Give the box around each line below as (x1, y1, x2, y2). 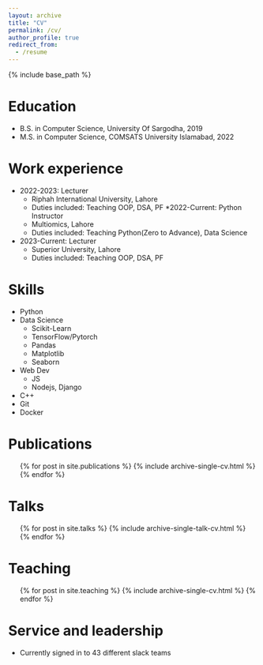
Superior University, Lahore (31, 244, 121, 254)
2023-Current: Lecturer (19, 236, 97, 246)
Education (8, 98, 77, 115)
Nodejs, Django (31, 382, 82, 392)
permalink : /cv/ (8, 26, 62, 34)
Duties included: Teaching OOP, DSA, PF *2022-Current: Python (31, 202, 242, 212)
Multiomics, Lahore (31, 219, 95, 229)
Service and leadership (8, 622, 163, 640)
